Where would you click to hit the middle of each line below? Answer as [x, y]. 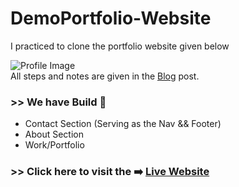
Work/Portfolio [54, 145]
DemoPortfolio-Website [111, 18]
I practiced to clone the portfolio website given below [120, 46]
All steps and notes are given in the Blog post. [105, 76]
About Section [54, 134]
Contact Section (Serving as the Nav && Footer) [123, 124]
